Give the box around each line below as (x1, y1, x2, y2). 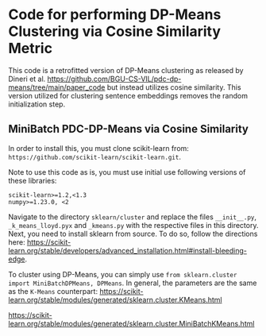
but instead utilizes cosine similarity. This (106, 82, 241, 92)
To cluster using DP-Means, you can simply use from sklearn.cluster (8, 269, 237, 279)
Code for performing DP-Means (8, 6, 222, 24)
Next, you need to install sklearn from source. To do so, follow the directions (8, 229, 258, 238)
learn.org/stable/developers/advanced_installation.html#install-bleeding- (8, 245, 248, 255)
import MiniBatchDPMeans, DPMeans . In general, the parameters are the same (8, 278, 257, 288)
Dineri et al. (8, 74, 46, 83)
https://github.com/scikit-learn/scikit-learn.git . (8, 152, 181, 161)
